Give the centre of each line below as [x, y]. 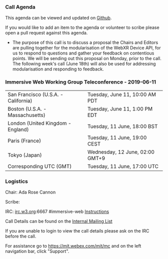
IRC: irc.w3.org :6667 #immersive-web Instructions [57, 211]
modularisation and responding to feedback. [58, 69]
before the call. [21, 236]
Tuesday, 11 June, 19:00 [117, 137]
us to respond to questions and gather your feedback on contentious [83, 53]
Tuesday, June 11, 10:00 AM [122, 94]
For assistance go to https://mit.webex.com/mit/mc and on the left [73, 245]
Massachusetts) [27, 115]
